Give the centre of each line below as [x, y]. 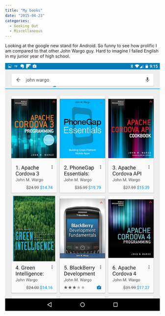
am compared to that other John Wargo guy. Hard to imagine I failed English [82, 51]
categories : [17, 21]
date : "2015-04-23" [25, 15]
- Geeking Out [24, 26]
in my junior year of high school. [38, 56]
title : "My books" [24, 10]
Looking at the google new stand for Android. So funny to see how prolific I [81, 46]
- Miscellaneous [26, 31]
